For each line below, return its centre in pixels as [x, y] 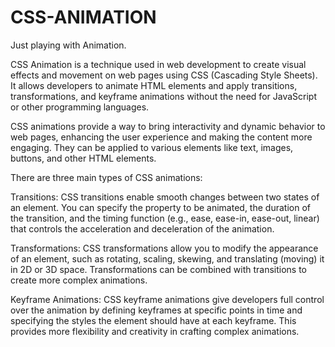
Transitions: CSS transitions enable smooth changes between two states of [165, 197]
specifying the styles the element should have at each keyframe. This [153, 320]
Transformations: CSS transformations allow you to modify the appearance [164, 248]
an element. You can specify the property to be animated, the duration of [160, 207]
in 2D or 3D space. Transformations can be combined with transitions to [158, 269]
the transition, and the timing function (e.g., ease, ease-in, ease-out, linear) [165, 218]
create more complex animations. [79, 280]
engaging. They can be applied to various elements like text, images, [152, 147]
